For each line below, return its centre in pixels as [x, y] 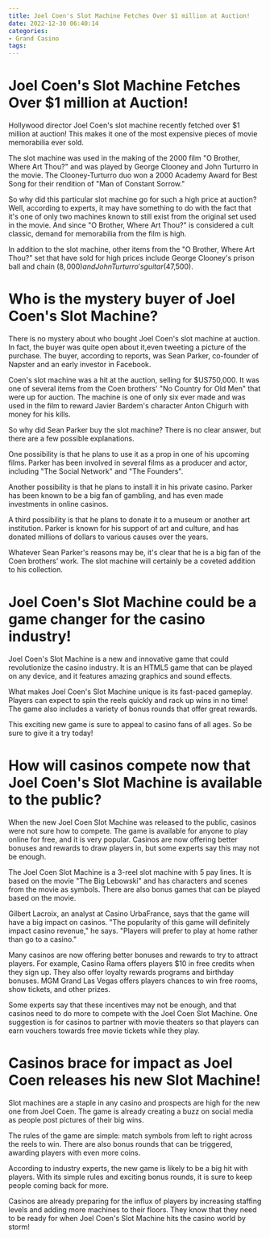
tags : [17, 46]
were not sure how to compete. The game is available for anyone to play [128, 830]
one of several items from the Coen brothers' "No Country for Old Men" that [135, 389]
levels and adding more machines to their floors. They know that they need [133, 1209]
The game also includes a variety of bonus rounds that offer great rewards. [133, 709]
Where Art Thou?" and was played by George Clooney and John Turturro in [133, 167]
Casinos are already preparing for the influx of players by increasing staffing [135, 1201]
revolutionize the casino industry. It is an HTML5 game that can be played [131, 667]
